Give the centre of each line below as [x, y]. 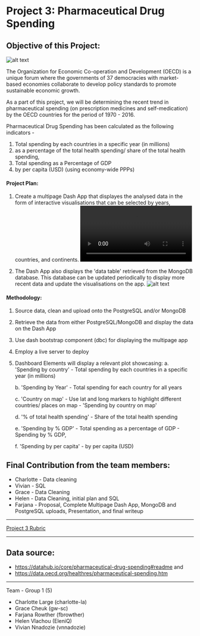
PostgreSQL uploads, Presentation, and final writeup [79, 511]
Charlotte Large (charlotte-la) [51, 602]
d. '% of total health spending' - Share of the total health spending [96, 417]
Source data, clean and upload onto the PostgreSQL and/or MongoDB [100, 311]
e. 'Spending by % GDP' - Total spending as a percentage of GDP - [97, 429]
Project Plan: [22, 183]
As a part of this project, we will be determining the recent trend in [87, 102]
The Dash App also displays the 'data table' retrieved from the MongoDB [104, 271]
